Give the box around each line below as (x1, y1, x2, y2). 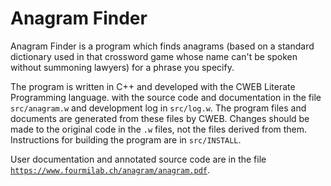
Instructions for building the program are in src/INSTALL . (10, 133, 242, 146)
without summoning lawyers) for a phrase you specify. (10, 61, 235, 73)
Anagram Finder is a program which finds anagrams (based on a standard (10, 40, 315, 52)
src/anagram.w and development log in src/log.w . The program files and (10, 102, 307, 114)
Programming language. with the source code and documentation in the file (10, 91, 322, 103)
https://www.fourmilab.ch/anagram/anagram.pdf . (10, 163, 211, 176)
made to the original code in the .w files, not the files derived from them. (10, 123, 308, 135)
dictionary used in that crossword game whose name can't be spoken (10, 50, 298, 62)
